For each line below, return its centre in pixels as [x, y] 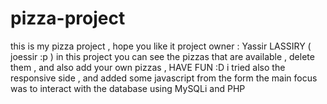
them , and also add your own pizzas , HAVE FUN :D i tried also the [148, 67]
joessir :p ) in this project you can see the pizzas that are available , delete [162, 56]
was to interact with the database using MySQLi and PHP [128, 88]
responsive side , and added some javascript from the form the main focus [164, 78]
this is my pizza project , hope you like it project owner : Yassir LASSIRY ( [161, 46]
